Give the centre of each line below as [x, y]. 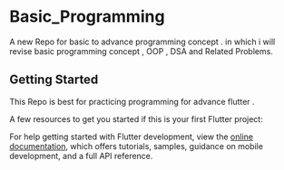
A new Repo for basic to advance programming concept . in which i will [142, 42]
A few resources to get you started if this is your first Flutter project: [136, 118]
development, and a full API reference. [81, 156]
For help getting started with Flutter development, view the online [132, 137]
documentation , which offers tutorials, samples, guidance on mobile [136, 146]
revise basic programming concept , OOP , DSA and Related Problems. [142, 51]
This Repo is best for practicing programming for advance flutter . [132, 101]
